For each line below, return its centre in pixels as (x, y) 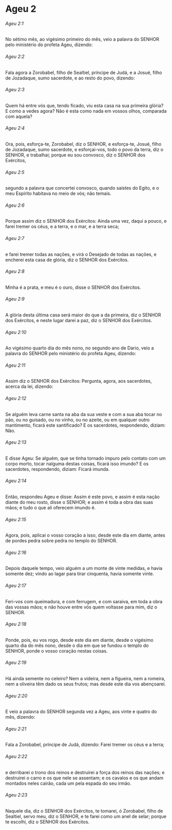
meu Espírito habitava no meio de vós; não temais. (58, 193)
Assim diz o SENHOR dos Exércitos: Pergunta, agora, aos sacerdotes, (79, 381)
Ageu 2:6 (15, 205)
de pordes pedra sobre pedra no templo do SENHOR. (61, 541)
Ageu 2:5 (15, 172)
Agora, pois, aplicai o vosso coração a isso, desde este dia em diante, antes (85, 535)
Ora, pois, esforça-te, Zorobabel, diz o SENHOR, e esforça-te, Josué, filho (83, 144)
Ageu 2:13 (16, 442)
